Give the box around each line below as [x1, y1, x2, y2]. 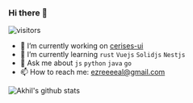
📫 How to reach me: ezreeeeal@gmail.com [19, 68, 166, 77]
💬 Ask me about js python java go [19, 58, 132, 68]
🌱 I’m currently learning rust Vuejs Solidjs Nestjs [19, 50, 186, 60]
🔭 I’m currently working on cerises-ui [19, 41, 144, 51]
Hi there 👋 [8, 7, 48, 19]
